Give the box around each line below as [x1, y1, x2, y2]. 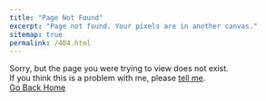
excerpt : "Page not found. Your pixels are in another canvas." [9, 22, 258, 31]
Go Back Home [9, 82, 66, 93]
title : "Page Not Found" [9, 13, 103, 23]
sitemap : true [9, 30, 64, 39]
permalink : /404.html [9, 38, 92, 48]
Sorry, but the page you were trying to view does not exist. [9, 63, 229, 74]
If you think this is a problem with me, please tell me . [9, 73, 206, 84]
